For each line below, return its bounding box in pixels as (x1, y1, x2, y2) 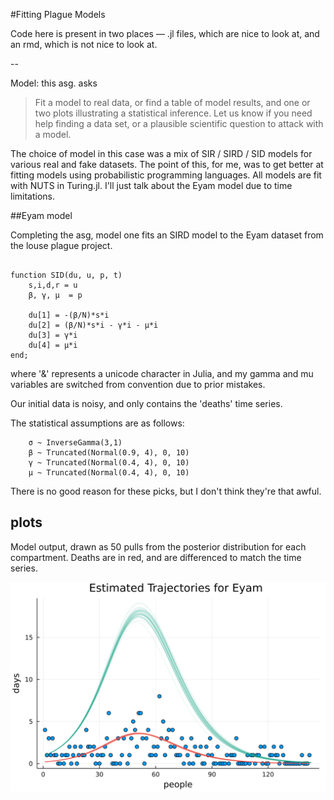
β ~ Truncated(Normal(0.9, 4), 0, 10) (28, 448, 190, 458)
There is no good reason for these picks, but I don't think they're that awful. (10, 485, 322, 497)
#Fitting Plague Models (10, 9, 106, 20)
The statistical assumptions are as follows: (10, 417, 185, 429)
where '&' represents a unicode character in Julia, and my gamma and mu (10, 368, 314, 379)
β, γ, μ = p (28, 290, 83, 300)
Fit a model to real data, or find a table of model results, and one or (34, 97, 311, 108)
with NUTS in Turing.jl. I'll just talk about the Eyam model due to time (10, 180, 293, 191)
